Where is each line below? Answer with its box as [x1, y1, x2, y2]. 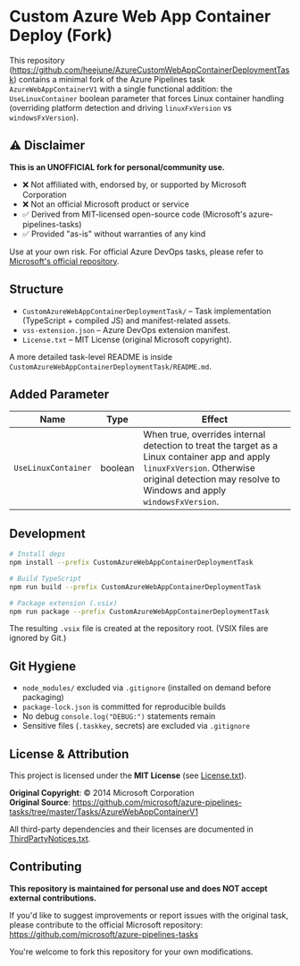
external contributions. [9, 893, 96, 903]
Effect [201, 414, 229, 426]
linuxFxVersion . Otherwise [142, 462, 256, 474]
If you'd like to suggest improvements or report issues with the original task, [9, 910, 288, 920]
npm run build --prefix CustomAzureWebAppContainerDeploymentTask [9, 582, 262, 592]
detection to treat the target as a [142, 440, 279, 452]
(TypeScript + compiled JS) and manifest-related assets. [21, 315, 231, 326]
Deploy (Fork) [9, 25, 113, 46]
